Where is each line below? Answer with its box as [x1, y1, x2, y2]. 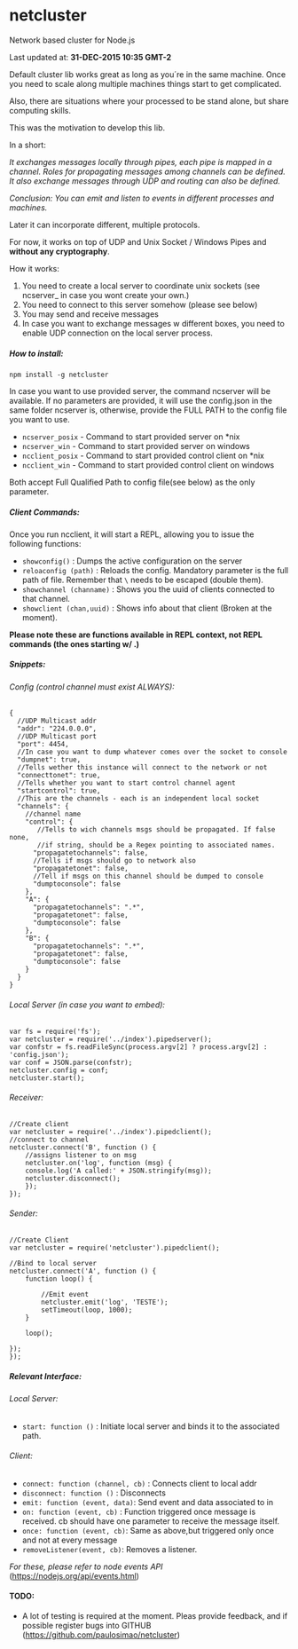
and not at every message [21, 1535, 118, 1545]
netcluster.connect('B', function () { [9, 1142, 157, 1152]
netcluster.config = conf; [9, 1066, 109, 1075]
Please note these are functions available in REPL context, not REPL [9, 629, 263, 640]
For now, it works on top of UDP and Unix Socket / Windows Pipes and [9, 236, 267, 247]
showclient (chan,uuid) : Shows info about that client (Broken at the [21, 603, 272, 613]
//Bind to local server [9, 1259, 98, 1268]
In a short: [9, 139, 46, 150]
